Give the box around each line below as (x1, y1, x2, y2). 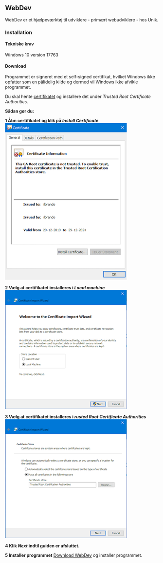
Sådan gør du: (5, 108, 34, 114)
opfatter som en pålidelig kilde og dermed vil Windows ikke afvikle (5, 79, 138, 85)
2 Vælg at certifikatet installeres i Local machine (5, 285, 105, 291)
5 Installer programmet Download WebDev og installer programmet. (5, 552, 143, 558)
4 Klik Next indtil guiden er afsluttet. (5, 543, 80, 549)
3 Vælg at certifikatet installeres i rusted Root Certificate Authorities (5, 414, 146, 420)
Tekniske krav (5, 41, 34, 47)
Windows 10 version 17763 (5, 52, 58, 57)
